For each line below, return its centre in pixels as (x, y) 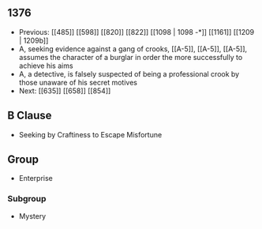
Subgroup (27, 199)
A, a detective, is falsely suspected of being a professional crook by (129, 73)
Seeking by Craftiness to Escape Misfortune (90, 134)
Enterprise (36, 178)
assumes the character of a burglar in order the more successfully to (131, 57)
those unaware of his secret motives (78, 82)
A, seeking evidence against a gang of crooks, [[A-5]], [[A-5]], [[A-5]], (133, 49)
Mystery (32, 216)
